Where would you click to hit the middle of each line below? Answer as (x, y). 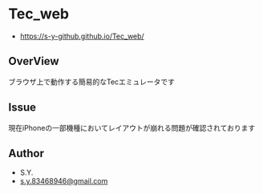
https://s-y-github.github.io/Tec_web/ (82, 36)
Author (26, 153)
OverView (34, 61)
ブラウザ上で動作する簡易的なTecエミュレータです (91, 82)
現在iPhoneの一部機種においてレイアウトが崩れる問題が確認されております (132, 127)
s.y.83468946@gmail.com (64, 181)
